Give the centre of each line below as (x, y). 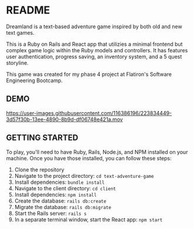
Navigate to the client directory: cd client (65, 188)
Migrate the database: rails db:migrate (63, 207)
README (28, 10)
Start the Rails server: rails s (50, 213)
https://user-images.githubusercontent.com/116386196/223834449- (89, 113)
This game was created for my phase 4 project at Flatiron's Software (89, 74)
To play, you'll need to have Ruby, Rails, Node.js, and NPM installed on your (97, 152)
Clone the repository (39, 169)
